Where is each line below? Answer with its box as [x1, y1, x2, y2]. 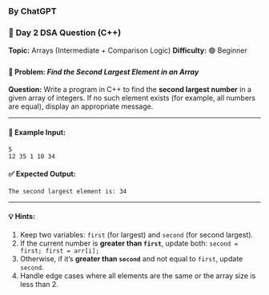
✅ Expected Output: [8, 169, 76, 179]
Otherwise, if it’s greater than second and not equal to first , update [19, 254, 243, 264]
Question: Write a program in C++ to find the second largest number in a [8, 85, 252, 94]
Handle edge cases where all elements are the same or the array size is [19, 271, 256, 281]
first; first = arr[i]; [19, 247, 100, 255]
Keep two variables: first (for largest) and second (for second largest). [19, 230, 254, 240]
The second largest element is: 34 [8, 187, 127, 195]
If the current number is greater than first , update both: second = [19, 238, 239, 249]
